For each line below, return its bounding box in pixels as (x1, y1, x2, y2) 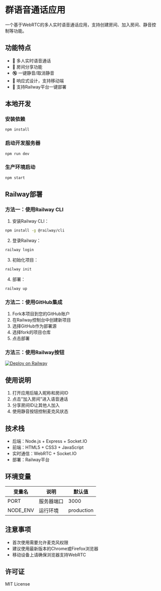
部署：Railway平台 (12, 457, 50, 463)
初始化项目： (12, 257, 38, 263)
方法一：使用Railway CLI (5, 206, 64, 213)
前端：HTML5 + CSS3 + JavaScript (12, 444, 84, 451)
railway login (5, 247, 34, 253)
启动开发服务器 (5, 140, 41, 147)
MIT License (5, 581, 30, 587)
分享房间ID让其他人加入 (12, 402, 60, 408)
